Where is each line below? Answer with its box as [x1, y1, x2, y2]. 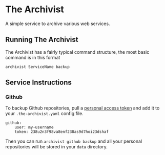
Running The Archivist [5, 35, 78, 44]
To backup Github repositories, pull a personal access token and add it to [5, 105, 160, 111]
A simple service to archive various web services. [5, 20, 110, 27]
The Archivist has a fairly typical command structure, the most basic [5, 49, 150, 55]
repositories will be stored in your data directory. [5, 144, 108, 150]
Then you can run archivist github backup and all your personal [5, 138, 142, 144]
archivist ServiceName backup [5, 64, 70, 70]
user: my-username [14, 125, 54, 130]
